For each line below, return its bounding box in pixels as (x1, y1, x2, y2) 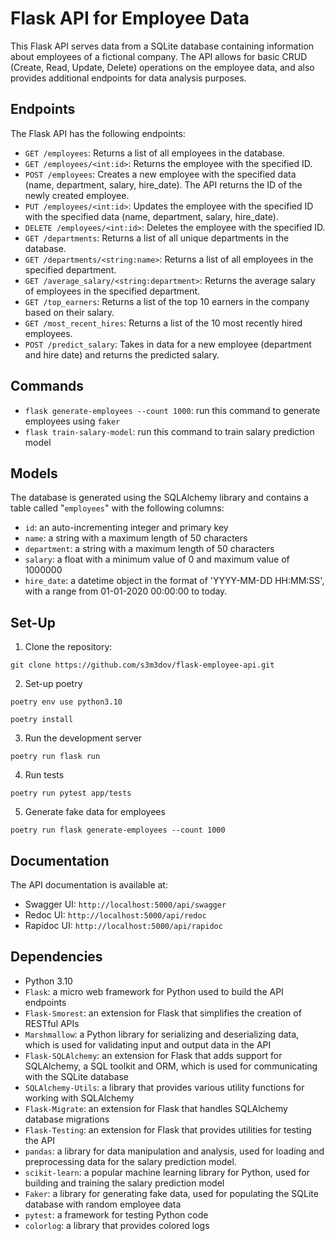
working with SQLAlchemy (24, 1092, 135, 1104)
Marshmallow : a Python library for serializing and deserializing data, (24, 1028, 300, 1040)
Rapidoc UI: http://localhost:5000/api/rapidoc (24, 920, 223, 931)
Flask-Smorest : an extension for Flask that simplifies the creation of (24, 1007, 302, 1019)
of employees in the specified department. (24, 285, 201, 297)
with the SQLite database (24, 1070, 130, 1082)
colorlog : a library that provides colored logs (24, 1219, 210, 1231)
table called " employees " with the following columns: (10, 502, 225, 514)
